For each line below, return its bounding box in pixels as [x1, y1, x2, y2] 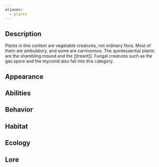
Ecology [5, 139, 31, 147]
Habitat [5, 122, 28, 130]
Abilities [5, 89, 31, 98]
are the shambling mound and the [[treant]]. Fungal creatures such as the [5, 53, 153, 59]
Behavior [5, 105, 33, 114]
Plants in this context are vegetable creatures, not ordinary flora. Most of [5, 42, 151, 49]
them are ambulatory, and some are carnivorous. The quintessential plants [5, 48, 155, 54]
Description [5, 30, 41, 38]
